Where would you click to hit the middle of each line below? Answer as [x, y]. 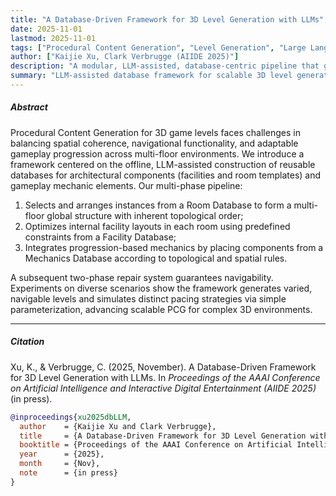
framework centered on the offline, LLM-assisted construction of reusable [163, 164]
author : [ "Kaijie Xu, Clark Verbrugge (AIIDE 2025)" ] [125, 57]
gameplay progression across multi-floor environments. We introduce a [157, 153]
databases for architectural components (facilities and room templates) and [166, 175]
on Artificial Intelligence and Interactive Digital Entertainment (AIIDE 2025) [163, 388]
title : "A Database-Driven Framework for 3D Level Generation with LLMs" [167, 19]
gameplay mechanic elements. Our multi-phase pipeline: [126, 185]
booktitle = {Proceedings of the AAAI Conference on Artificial [156, 445]
